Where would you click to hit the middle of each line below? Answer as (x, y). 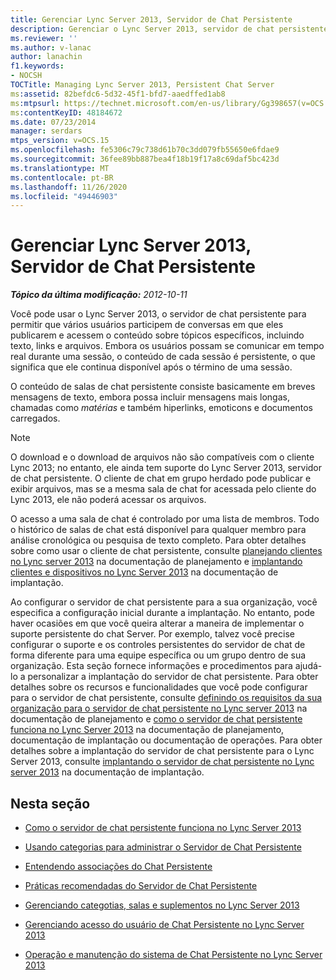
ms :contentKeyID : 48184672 (66, 112)
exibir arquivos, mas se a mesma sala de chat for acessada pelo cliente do (163, 489)
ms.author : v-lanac (51, 47)
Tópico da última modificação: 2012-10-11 (99, 295)
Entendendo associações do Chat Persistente (118, 866)
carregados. (35, 418)
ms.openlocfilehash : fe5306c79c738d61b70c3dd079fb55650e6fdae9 (145, 150)
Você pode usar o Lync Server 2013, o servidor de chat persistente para (158, 314)
